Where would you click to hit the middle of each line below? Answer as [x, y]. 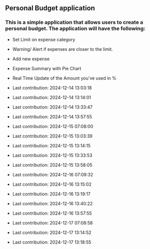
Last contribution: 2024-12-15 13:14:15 [51, 145]
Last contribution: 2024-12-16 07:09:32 [53, 174]
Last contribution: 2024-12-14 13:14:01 [52, 97]
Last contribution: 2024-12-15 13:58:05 [52, 165]
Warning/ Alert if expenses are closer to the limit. [63, 49]
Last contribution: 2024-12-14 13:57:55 [52, 117]
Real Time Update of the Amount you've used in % [64, 78]
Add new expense [31, 59]
